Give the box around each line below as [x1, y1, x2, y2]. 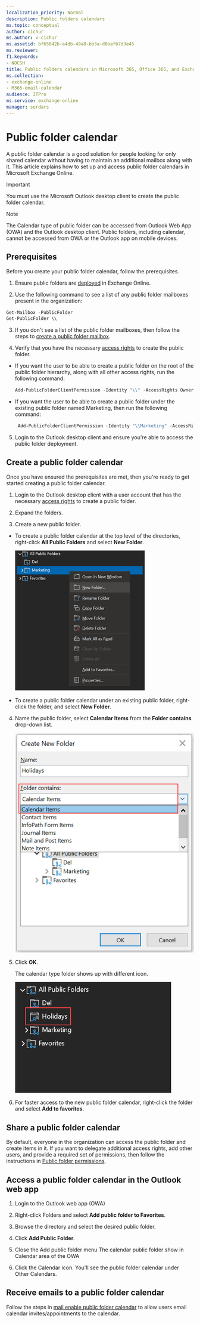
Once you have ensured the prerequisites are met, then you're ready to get [6, 473, 190, 480]
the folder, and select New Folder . [27, 703, 112, 710]
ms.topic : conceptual [6, 22, 60, 28]
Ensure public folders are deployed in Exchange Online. [14, 279, 151, 286]
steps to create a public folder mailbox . [14, 333, 111, 340]
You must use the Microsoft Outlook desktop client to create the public [6, 192, 180, 199]
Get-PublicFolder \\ [6, 316, 58, 322]
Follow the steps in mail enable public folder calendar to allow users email [6, 1303, 187, 1310]
